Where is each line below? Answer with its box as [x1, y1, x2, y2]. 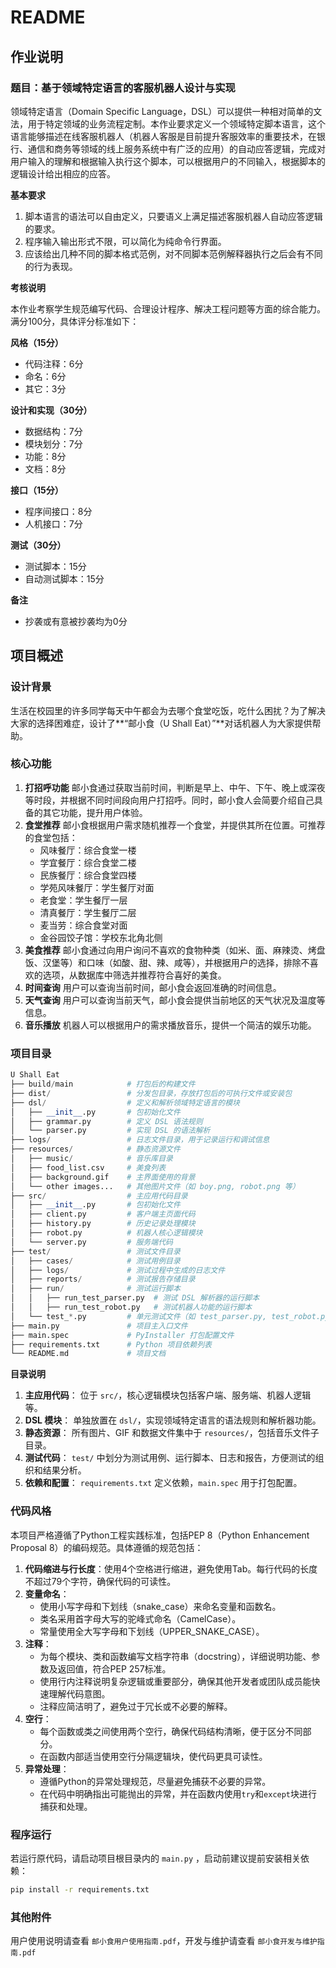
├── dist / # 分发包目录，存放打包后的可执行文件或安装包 [10, 1088, 293, 1098]
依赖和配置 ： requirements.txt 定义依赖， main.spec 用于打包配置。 [24, 1477, 303, 1489]
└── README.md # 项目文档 [10, 1349, 167, 1359]
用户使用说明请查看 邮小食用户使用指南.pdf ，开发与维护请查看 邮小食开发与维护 [10, 1935, 318, 1947]
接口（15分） [10, 484, 64, 496]
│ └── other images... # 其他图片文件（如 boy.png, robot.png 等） [10, 1181, 300, 1191]
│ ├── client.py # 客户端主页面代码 [10, 1209, 196, 1220]
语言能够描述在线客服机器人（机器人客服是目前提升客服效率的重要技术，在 [10, 130, 317, 142]
